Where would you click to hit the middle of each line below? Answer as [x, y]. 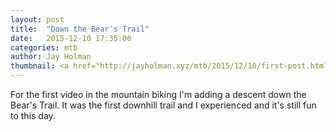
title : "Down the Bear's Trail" [80, 29]
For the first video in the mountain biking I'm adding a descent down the [158, 94]
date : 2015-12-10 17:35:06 [71, 38]
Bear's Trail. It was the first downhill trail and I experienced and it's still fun [163, 105]
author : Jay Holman [51, 57]
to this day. [33, 115]
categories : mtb [44, 47]
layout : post [37, 19]
